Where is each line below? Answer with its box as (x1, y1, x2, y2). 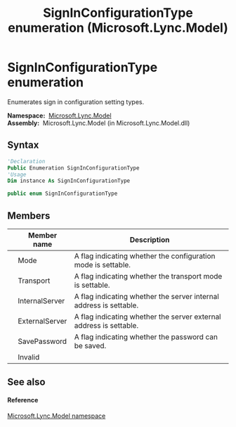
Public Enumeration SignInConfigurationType (7, 164, 140, 172)
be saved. (74, 340, 107, 350)
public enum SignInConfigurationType (7, 190, 118, 198)
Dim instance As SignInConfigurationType (7, 177, 131, 184)
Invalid (18, 352, 40, 362)
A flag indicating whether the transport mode (74, 271, 223, 281)
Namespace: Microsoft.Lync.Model (7, 111, 112, 120)
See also (7, 376, 46, 388)
